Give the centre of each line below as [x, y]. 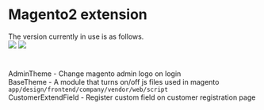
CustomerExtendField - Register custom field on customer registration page [132, 97]
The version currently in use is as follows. [76, 36]
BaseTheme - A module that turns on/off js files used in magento [114, 82]
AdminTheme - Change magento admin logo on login [95, 74]
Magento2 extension [78, 15]
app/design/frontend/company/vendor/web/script [88, 90]
